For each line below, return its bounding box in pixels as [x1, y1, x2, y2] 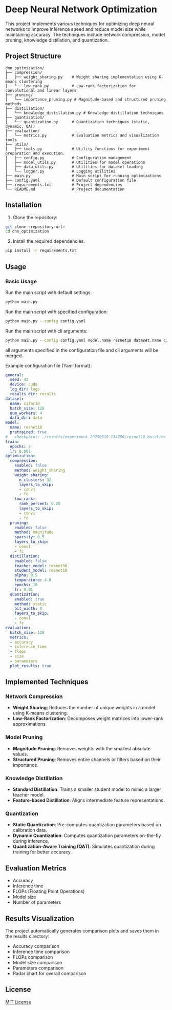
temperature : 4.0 [14, 577, 52, 583]
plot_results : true [10, 663, 52, 668]
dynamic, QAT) [5, 124, 36, 129]
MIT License [5, 999, 32, 1005]
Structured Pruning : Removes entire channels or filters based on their [12, 756, 161, 763]
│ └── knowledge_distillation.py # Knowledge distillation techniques [5, 110, 164, 115]
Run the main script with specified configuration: [5, 308, 108, 315]
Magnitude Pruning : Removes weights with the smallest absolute [12, 745, 151, 751]
